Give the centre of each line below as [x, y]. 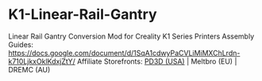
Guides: [21, 44]
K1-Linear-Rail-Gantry [83, 15]
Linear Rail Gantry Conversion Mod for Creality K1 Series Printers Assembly [131, 36]
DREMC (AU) [29, 69]
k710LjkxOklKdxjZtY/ [42, 61]
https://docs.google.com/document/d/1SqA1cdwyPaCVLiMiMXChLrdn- [124, 53]
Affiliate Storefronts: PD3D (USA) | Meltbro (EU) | [157, 61]
